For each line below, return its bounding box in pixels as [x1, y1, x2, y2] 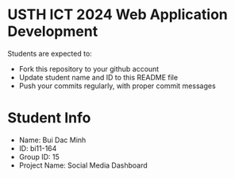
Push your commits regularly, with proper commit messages [18, 81, 216, 91]
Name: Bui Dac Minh [18, 135, 87, 145]
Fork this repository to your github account [18, 64, 160, 73]
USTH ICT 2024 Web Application [7, 6, 228, 24]
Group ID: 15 [18, 152, 60, 161]
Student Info [7, 109, 91, 127]
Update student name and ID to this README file [18, 72, 179, 82]
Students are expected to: [7, 48, 92, 58]
